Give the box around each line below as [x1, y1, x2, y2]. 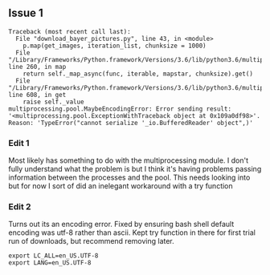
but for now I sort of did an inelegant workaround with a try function [8, 181, 233, 191]
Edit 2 [8, 201, 31, 212]
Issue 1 [8, 6, 44, 20]
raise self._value [22, 98, 84, 106]
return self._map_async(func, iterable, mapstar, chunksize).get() [22, 70, 253, 78]
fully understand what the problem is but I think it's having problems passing [8, 164, 262, 174]
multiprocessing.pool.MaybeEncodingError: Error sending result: [8, 104, 231, 113]
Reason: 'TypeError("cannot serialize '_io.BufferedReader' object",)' [8, 119, 253, 127]
